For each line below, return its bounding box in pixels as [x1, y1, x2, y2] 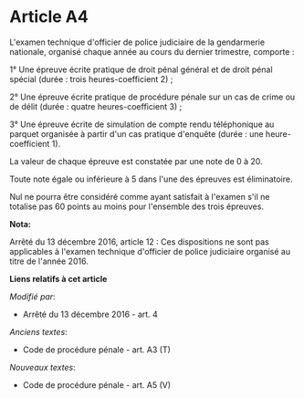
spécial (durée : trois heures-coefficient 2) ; [9, 73, 173, 84]
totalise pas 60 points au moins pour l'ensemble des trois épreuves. [9, 201, 265, 212]
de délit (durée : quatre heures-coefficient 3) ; [9, 100, 183, 111]
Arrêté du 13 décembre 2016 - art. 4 [22, 309, 158, 319]
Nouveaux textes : [9, 361, 76, 372]
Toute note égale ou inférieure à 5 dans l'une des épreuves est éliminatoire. [9, 173, 293, 184]
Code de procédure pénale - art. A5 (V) [22, 379, 172, 390]
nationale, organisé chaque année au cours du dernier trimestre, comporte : [9, 46, 295, 57]
